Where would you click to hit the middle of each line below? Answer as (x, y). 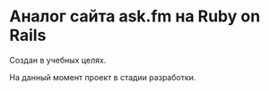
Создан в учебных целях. (58, 60)
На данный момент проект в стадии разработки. (103, 77)
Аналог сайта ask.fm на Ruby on (135, 17)
